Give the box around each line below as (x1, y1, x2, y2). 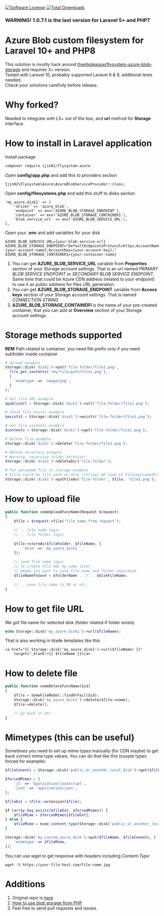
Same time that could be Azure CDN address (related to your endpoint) (12, 276, 155, 282)
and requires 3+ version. (21, 66, 71, 72)
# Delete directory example (5, 450, 62, 455)
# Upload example (5, 360, 41, 365)
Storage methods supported (5, 329, 122, 341)
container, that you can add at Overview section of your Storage (12, 307, 143, 313)
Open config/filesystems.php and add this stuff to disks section (5, 190, 136, 196)
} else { (5, 817, 23, 822)
